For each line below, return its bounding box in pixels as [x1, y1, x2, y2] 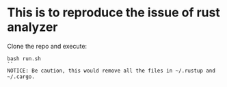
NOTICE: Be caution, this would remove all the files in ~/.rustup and [7, 67, 215, 74]
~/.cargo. [7, 73, 36, 80]
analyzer [7, 19, 58, 35]
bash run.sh [7, 55, 41, 62]
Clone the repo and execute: [7, 42, 88, 50]
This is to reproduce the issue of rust [7, 5, 220, 21]
